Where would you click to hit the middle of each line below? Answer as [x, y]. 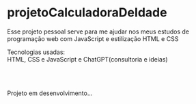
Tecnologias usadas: [36, 52]
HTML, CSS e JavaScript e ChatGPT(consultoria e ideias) [88, 59]
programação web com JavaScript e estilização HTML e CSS [93, 38]
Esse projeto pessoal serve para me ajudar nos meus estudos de [98, 31]
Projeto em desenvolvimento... [50, 93]
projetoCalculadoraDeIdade [87, 13]
